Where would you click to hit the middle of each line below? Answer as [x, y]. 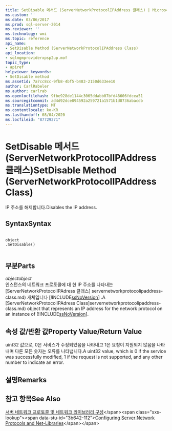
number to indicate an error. [35, 362]
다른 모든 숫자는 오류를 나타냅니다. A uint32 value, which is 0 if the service [90, 351]
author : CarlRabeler [27, 86]
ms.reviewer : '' [23, 29]
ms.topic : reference [27, 39]
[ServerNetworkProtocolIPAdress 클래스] [48, 291]
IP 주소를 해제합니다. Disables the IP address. [51, 207]
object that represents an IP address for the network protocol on [95, 309]
